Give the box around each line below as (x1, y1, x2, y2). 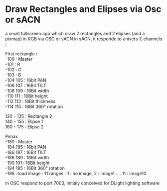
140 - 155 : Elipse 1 (5, 118, 43, 124)
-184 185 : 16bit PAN (5, 144, 46, 150)
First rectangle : (5, 51, 37, 57)
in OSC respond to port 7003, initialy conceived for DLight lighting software (5, 180, 160, 186)
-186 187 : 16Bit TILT (5, 149, 46, 155)
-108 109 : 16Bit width (5, 88, 49, 94)
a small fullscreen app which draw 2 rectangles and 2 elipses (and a (5, 30, 145, 36)
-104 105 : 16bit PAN (5, 77, 46, 83)
